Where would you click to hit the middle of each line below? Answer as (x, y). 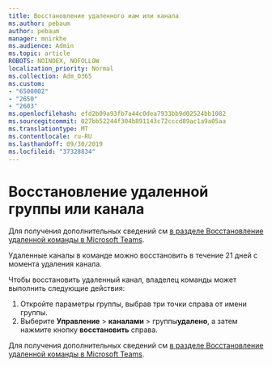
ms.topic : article (39, 53)
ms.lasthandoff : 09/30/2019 (56, 144)
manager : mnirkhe (38, 38)
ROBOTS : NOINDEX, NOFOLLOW (54, 62)
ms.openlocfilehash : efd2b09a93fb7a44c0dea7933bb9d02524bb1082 (117, 114)
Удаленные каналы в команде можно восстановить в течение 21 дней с (133, 255)
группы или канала (76, 209)
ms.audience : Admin (41, 46)
